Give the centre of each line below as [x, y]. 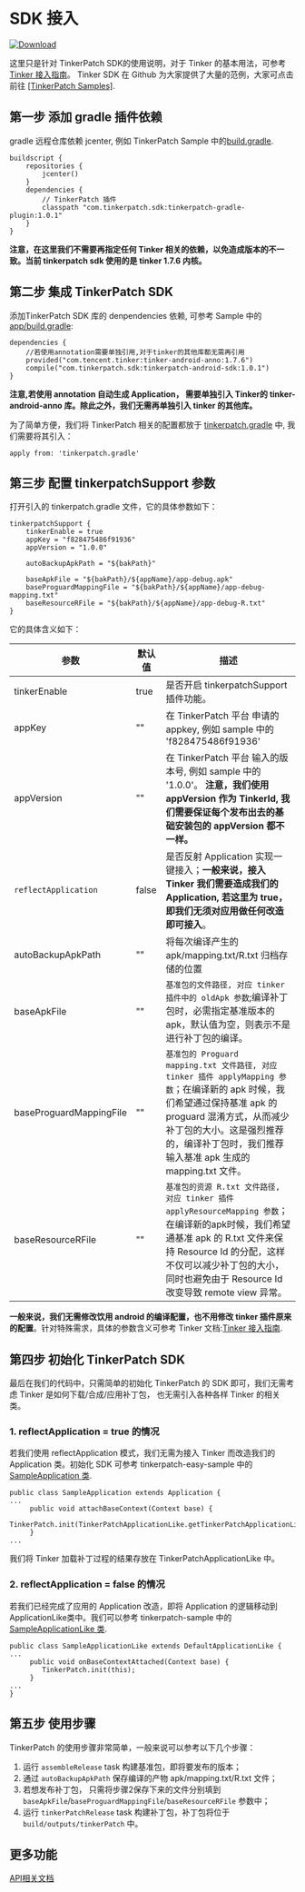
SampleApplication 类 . [51, 1476]
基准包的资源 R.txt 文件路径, [223, 1187]
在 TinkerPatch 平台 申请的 [222, 716]
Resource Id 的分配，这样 [231, 1252]
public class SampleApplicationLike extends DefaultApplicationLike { [146, 1646]
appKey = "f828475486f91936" [81, 540]
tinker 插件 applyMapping [220, 1077]
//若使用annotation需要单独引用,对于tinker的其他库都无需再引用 [135, 352]
